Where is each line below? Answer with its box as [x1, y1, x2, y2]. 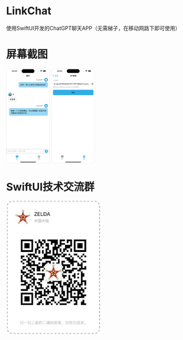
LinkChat [6, 4, 52, 18]
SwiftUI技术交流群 [6, 180, 95, 194]
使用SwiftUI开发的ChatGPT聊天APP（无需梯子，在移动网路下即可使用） [6, 24, 181, 32]
